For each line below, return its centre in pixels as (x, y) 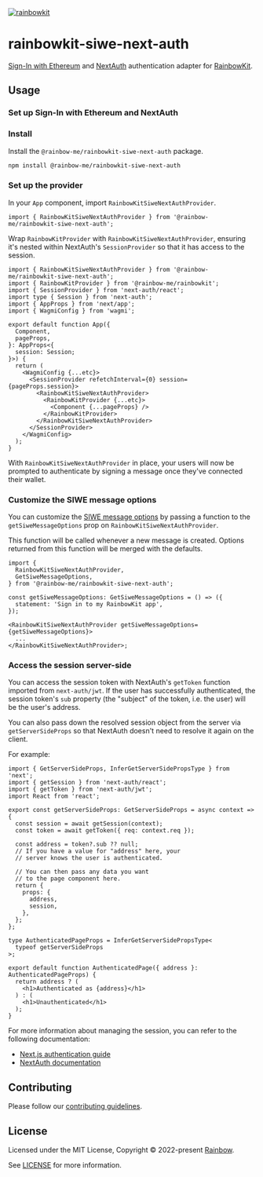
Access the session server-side (70, 665)
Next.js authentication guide (65, 1055)
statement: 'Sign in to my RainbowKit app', (89, 605)
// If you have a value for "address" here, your (98, 851)
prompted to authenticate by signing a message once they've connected (126, 471)
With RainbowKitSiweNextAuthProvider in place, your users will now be (121, 462)
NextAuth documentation (60, 1062)
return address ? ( (47, 982)
